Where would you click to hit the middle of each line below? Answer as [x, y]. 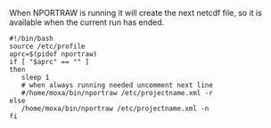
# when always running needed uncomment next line [117, 85]
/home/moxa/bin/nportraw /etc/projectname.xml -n [115, 108]
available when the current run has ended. [87, 22]
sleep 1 [35, 77]
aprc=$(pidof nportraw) [53, 54]
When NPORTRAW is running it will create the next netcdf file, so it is [136, 13]
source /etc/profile [48, 46]
